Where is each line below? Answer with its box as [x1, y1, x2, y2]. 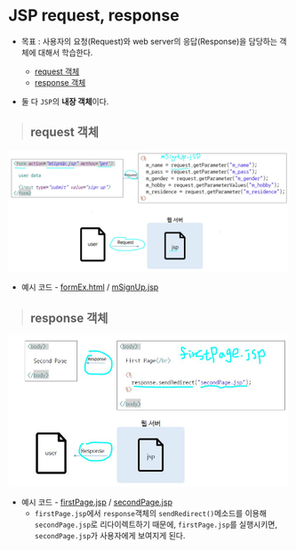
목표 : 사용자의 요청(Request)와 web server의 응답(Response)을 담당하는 [20, 36, 277, 46]
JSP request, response [8, 5, 180, 26]
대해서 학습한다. [37, 46, 93, 58]
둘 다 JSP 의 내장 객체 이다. [20, 95, 109, 107]
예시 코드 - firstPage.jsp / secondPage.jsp [20, 497, 172, 508]
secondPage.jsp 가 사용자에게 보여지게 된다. [34, 530, 186, 541]
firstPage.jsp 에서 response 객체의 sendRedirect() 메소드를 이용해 [34, 508, 268, 519]
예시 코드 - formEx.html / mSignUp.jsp [20, 282, 159, 292]
